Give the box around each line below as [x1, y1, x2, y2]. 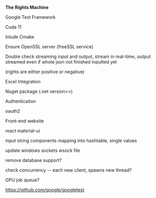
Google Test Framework [5, 14, 56, 20]
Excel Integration [5, 79, 41, 84]
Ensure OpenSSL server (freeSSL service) [5, 44, 93, 50]
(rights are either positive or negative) [5, 69, 85, 75]
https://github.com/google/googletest [5, 187, 85, 192]
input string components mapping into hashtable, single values [5, 138, 138, 144]
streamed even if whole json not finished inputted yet [5, 59, 117, 65]
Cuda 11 [5, 24, 22, 30]
